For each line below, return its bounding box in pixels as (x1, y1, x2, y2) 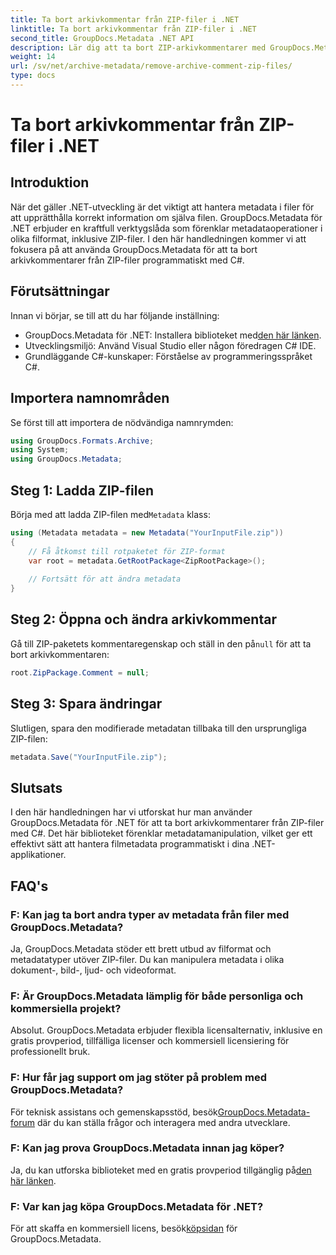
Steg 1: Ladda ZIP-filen (10, 482, 155, 499)
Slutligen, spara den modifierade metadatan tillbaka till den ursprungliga (10, 722, 307, 734)
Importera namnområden (10, 390, 170, 407)
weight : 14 (10, 52, 56, 62)
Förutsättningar (10, 283, 110, 300)
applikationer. (10, 849, 67, 861)
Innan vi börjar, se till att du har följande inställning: (10, 309, 220, 321)
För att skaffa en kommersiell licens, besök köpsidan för (10, 1222, 238, 1235)
